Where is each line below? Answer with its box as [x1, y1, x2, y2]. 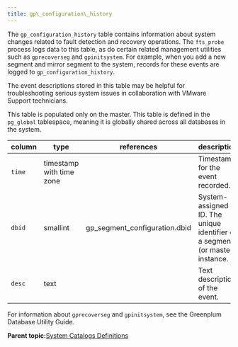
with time [43, 167, 74, 177]
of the [198, 283, 218, 292]
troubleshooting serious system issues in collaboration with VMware [7, 89, 207, 97]
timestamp [43, 158, 79, 168]
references [119, 142, 158, 152]
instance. [198, 254, 229, 263]
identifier [198, 227, 228, 237]
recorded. [198, 180, 231, 190]
